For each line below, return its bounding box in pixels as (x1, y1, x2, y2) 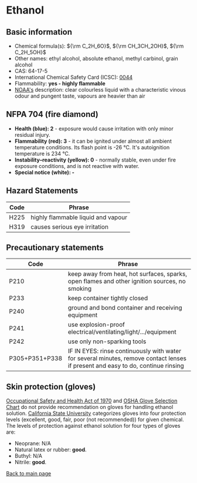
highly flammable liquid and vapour (30, 213, 128, 221)
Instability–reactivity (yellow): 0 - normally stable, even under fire (14, 156, 176, 163)
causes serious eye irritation (30, 223, 108, 231)
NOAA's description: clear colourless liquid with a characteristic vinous (14, 86, 186, 93)
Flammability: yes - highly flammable (14, 80, 106, 87)
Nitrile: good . (14, 459, 47, 466)
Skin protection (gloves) (6, 381, 96, 391)
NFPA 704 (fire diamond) (6, 109, 98, 119)
